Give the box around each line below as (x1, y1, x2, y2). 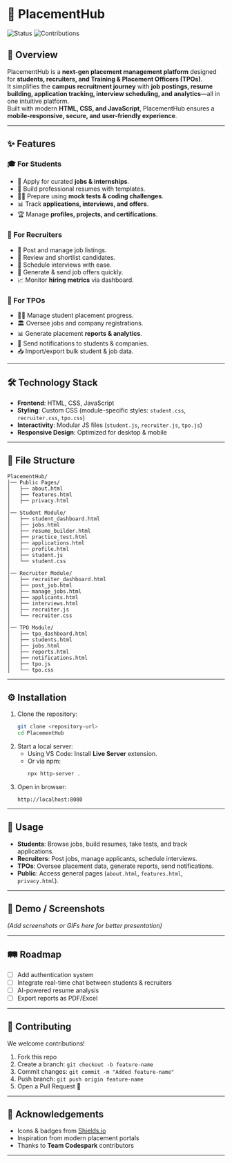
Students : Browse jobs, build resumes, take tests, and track (17, 840, 188, 848)
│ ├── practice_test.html (7, 533, 88, 540)
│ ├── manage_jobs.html (7, 587, 81, 595)
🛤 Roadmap (7, 949, 62, 961)
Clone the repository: (17, 710, 78, 718)
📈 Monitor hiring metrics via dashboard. (17, 276, 135, 284)
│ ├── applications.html (7, 539, 85, 547)
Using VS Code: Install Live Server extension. (27, 750, 157, 758)
